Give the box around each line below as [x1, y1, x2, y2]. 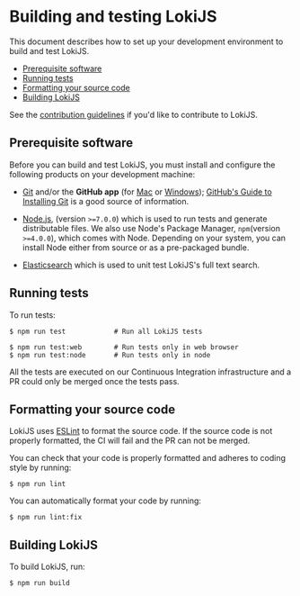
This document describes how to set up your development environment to [9, 36, 284, 47]
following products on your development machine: [9, 168, 196, 179]
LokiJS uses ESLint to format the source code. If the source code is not [9, 426, 273, 437]
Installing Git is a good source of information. [22, 195, 190, 206]
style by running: [9, 462, 72, 474]
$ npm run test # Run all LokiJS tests [9, 327, 203, 336]
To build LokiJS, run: [9, 561, 85, 573]
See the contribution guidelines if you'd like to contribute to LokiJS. [9, 109, 259, 120]
